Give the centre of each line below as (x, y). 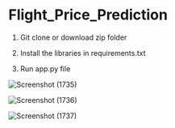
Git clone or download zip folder (73, 37)
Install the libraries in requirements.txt (83, 53)
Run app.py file (45, 68)
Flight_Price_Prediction (88, 15)
